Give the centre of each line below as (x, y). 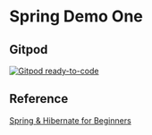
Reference (39, 99)
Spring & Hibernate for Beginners (70, 120)
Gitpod (29, 50)
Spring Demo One (76, 17)
